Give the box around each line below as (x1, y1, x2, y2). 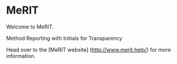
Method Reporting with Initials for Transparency (6, 34, 123, 41)
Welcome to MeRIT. (6, 23, 54, 30)
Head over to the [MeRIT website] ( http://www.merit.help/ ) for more (6, 46, 171, 53)
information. (6, 52, 36, 59)
